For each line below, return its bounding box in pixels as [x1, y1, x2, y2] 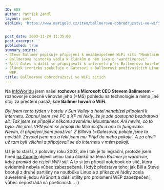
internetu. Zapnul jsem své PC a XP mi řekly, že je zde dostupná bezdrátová [5, 113, 158, 119]
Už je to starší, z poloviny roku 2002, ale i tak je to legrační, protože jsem [5, 148, 152, 154]
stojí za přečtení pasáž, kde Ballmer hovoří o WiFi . [5, 98, 107, 104]
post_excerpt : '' [5, 38, 41, 44]
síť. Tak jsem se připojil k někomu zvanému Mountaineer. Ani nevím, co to [5, 118, 153, 124]
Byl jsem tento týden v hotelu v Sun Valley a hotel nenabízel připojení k [5, 108, 148, 114]
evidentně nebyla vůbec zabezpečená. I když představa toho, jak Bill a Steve [5, 164, 160, 170]
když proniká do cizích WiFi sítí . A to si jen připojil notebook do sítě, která [5, 159, 152, 165]
